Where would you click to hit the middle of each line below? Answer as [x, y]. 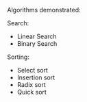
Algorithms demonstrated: [44, 10]
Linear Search [37, 36]
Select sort [32, 70]
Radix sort [31, 85]
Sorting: [18, 57]
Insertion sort [36, 77]
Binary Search [37, 43]
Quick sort [32, 92]
